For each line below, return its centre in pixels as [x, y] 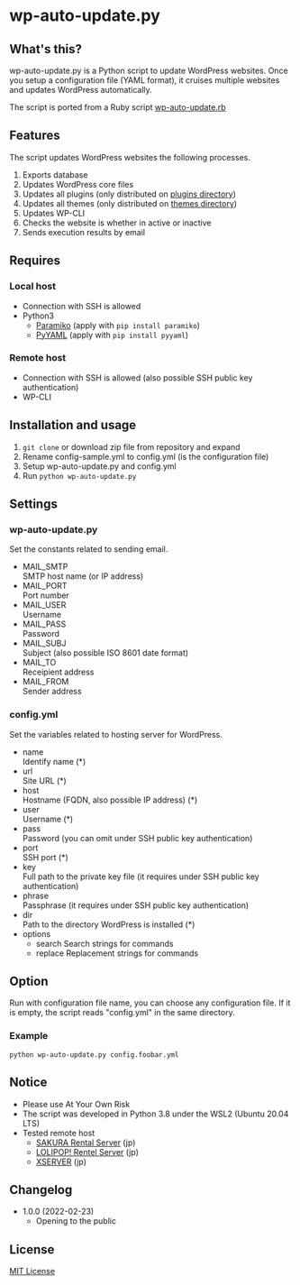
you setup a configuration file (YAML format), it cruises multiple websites [145, 80]
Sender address [52, 692]
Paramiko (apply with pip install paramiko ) [118, 325]
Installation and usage [73, 425]
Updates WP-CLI [54, 213]
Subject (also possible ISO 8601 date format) [105, 653]
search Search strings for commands [105, 943]
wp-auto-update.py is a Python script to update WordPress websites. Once [149, 70]
